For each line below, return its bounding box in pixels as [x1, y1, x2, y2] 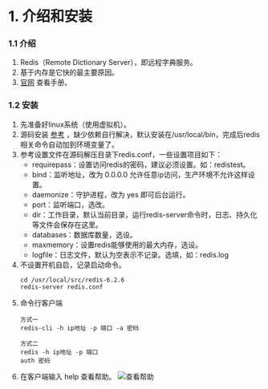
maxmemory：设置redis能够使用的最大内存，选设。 [31, 240, 203, 249]
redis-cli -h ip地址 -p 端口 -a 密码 [19, 324, 139, 332]
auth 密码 [19, 356, 51, 365]
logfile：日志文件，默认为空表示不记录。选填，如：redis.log [31, 249, 229, 259]
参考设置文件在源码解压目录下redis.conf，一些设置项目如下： [19, 149, 223, 159]
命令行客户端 [19, 298, 63, 307]
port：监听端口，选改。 [31, 200, 110, 209]
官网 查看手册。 [19, 78, 72, 87]
